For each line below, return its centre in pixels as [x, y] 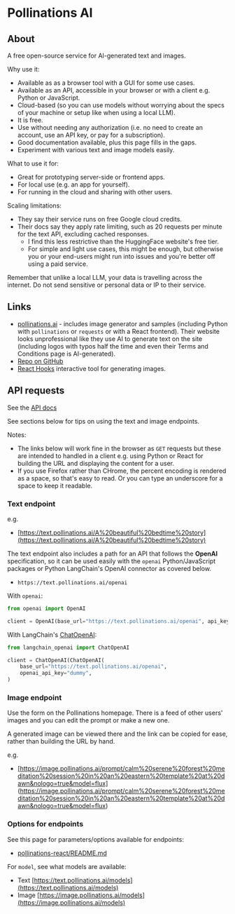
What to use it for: [33, 163]
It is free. [30, 120]
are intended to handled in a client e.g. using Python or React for [111, 456]
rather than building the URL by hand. [61, 741]
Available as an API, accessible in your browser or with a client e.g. [114, 90]
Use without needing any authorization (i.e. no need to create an [110, 127]
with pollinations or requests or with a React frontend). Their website [119, 331]
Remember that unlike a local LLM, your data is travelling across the [105, 277]
